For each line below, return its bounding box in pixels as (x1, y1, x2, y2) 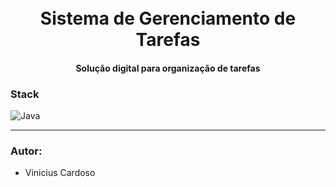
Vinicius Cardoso (24, 167, 96, 179)
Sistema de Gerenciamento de (39, 7, 297, 30)
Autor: (10, 144, 43, 158)
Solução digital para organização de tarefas (75, 62, 261, 74)
